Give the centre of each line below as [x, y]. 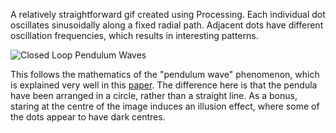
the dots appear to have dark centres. [88, 117]
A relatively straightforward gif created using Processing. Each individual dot [168, 14]
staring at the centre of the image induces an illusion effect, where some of [165, 106]
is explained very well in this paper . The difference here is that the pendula [164, 85]
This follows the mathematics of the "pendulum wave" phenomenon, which [165, 74]
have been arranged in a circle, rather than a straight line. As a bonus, [154, 95]
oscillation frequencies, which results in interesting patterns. [134, 35]
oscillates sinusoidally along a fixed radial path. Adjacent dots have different [167, 25]
